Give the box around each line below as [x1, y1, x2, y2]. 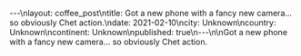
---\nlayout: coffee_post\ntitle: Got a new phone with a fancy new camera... [9, 8, 293, 18]
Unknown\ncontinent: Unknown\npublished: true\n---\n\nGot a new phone [9, 27, 288, 37]
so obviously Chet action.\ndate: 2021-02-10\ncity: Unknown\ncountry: [9, 17, 276, 28]
